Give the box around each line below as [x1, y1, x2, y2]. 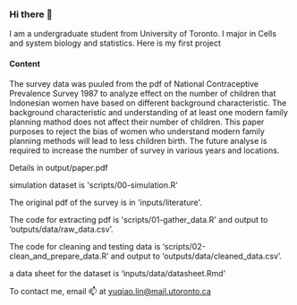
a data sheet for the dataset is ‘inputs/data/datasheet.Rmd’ [9, 267, 226, 278]
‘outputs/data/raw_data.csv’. [9, 224, 114, 234]
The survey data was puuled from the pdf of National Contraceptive [9, 78, 259, 89]
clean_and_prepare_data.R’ [9, 250, 109, 261]
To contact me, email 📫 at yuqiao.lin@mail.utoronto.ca [9, 285, 212, 296]
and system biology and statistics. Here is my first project [9, 38, 222, 48]
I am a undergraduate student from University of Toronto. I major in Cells [9, 29, 277, 39]
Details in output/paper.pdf [9, 162, 109, 173]
